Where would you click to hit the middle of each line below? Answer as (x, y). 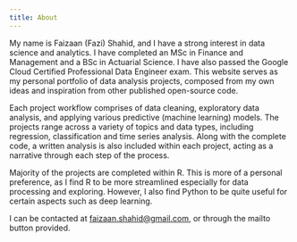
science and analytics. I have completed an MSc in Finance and (127, 52)
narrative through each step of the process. (89, 155)
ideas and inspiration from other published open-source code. (124, 90)
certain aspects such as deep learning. (81, 201)
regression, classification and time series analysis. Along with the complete (148, 136)
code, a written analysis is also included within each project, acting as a (141, 146)
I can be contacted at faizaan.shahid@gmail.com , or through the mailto (140, 218)
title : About (34, 17)
